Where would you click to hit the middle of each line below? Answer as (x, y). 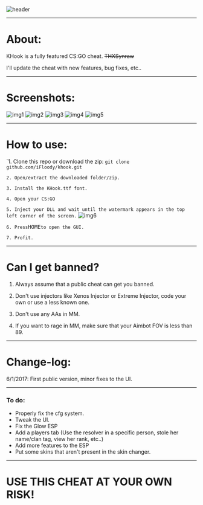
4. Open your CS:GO (31, 199)
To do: (16, 400)
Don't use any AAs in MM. (47, 314)
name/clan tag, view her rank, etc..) (59, 439)
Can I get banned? (53, 267)
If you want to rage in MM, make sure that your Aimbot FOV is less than (104, 326)
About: (24, 40)
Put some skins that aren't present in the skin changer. (83, 452)
